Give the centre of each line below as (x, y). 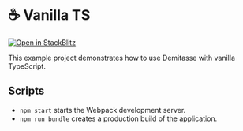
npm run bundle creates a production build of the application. (118, 118)
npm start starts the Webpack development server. (103, 110)
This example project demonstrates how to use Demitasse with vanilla (121, 58)
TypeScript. (27, 66)
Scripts (26, 91)
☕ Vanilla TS (49, 15)
